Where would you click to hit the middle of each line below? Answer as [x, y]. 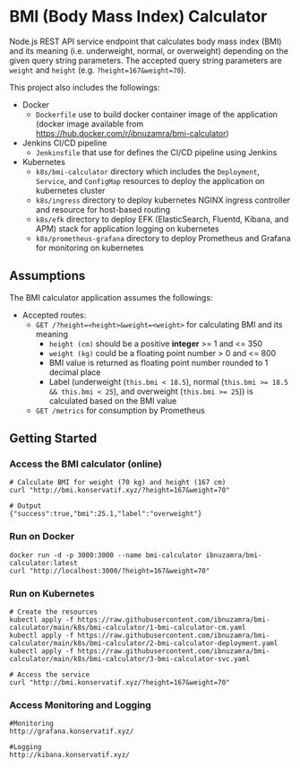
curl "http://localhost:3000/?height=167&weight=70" [110, 571]
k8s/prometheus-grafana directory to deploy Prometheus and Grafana [163, 238]
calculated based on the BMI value [113, 400]
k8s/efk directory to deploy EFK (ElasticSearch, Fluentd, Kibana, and [162, 219]
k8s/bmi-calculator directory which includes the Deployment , [148, 171]
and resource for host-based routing [103, 209]
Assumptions [47, 276]
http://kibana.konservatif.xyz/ [69, 755]
